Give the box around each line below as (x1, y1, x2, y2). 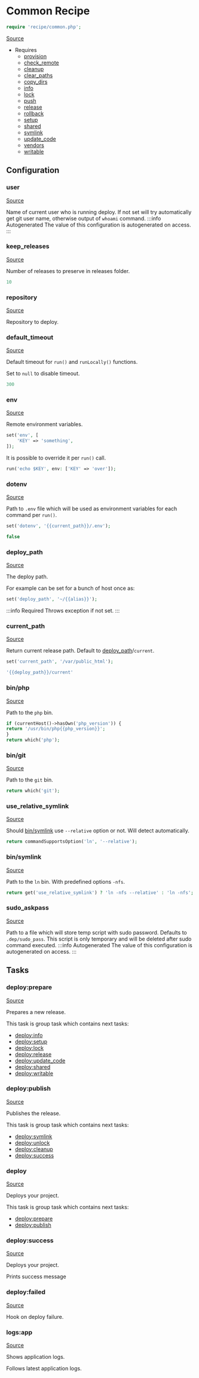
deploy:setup (14, 1038, 48, 1045)
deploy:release (14, 1051, 52, 1058)
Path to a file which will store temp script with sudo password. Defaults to (6, 929, 187, 936)
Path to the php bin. (6, 709, 54, 716)
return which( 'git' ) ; (6, 788, 60, 794)
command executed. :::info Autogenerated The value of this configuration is (6, 941, 192, 948)
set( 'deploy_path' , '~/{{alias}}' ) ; (6, 596, 97, 602)
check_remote (23, 59, 60, 66)
